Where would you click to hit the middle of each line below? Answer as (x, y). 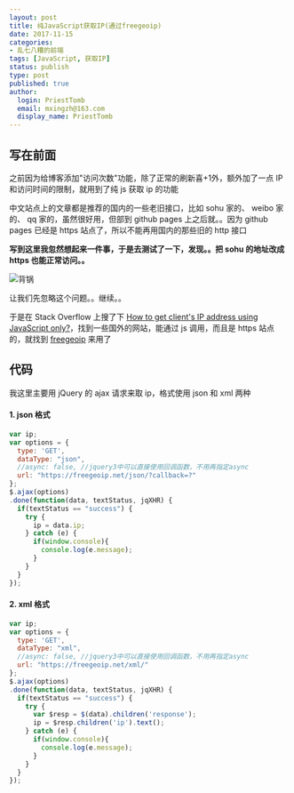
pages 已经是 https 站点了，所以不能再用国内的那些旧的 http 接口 (128, 230)
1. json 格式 (30, 415)
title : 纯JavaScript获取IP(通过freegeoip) (86, 26)
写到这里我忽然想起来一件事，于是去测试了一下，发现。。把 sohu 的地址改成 (147, 249)
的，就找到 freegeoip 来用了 (60, 339)
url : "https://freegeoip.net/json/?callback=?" (107, 476)
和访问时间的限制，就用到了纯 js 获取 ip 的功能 (94, 188)
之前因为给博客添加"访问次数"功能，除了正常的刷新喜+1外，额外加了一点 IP (146, 178)
